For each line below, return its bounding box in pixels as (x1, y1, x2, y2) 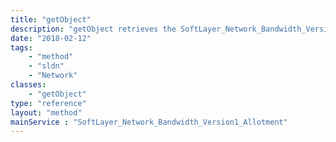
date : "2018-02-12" (10, 33, 92, 43)
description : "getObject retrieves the (10, 24, 177, 34)
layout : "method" (10, 107, 83, 118)
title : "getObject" (10, 14, 92, 25)
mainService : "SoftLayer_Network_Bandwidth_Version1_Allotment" (10, 117, 288, 127)
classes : (10, 80, 47, 90)
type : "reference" (10, 98, 87, 108)
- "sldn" (28, 61, 65, 71)
